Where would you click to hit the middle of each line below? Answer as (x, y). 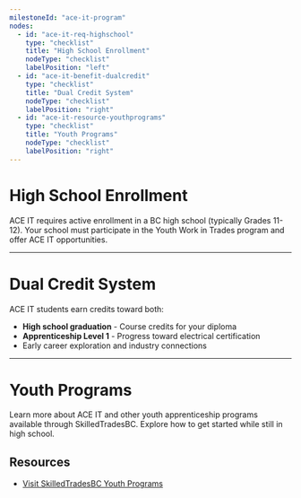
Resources (40, 462)
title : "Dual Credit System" (80, 92)
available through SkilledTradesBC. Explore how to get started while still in (146, 424)
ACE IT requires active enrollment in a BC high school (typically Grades (140, 220)
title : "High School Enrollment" (88, 51)
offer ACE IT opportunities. (59, 240)
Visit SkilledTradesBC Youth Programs (93, 484)
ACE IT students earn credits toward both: (86, 309)
